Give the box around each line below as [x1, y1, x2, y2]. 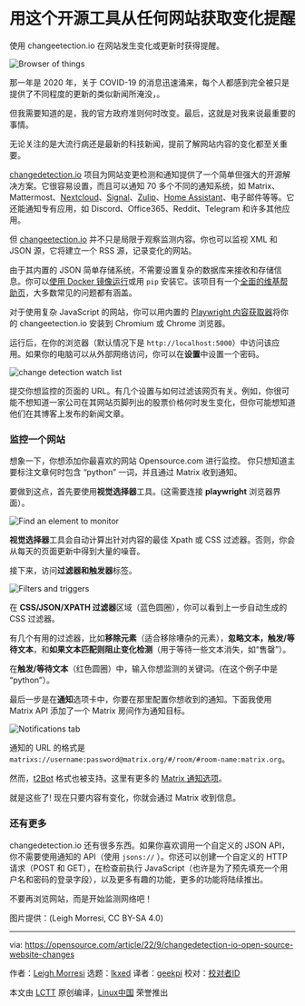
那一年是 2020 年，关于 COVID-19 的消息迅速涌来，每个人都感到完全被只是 [9, 76, 290, 87]
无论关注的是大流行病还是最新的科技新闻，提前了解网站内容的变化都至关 [9, 138, 280, 149]
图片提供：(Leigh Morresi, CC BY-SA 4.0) [9, 912, 164, 923]
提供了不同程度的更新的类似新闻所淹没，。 [9, 88, 165, 99]
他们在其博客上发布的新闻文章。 [9, 408, 129, 419]
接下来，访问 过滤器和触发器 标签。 [9, 565, 137, 576]
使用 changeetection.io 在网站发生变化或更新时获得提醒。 [9, 40, 225, 51]
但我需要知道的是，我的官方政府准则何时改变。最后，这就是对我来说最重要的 [9, 107, 296, 118]
